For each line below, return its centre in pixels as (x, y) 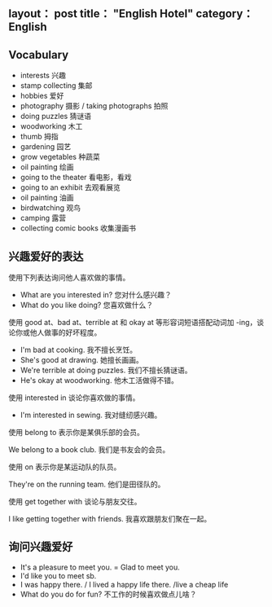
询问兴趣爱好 (41, 547)
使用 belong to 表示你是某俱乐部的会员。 (77, 433)
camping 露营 (43, 218)
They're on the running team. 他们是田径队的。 (87, 484)
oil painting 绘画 (47, 167)
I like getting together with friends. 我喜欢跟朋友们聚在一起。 (110, 519)
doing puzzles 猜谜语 (56, 117)
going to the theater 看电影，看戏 (76, 178)
